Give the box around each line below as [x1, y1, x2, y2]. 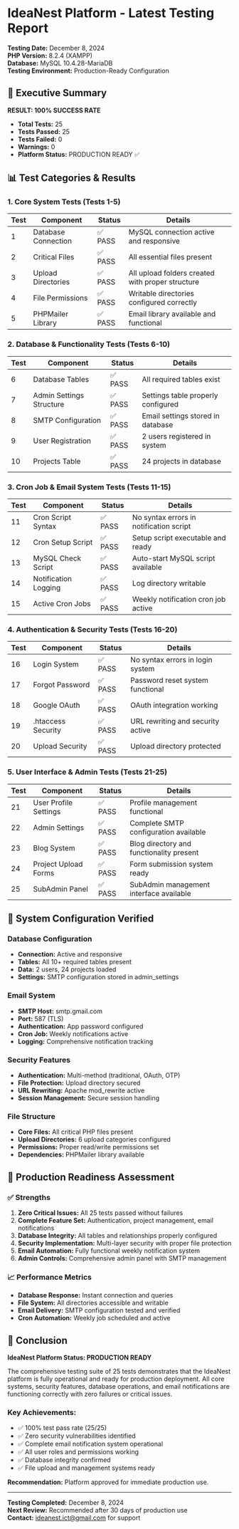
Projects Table [33, 456, 81, 466]
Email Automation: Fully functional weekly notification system [17, 1246, 201, 1255]
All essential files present [128, 252, 212, 262]
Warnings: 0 [17, 142, 55, 151]
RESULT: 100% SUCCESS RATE [7, 105, 101, 115]
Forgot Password [33, 680, 90, 690]
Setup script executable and [132, 533, 226, 543]
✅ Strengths [7, 1192, 51, 1202]
